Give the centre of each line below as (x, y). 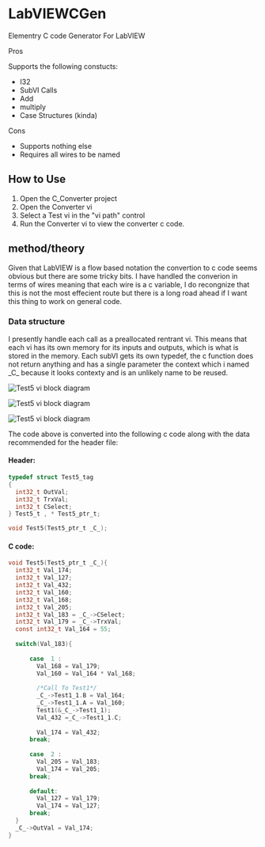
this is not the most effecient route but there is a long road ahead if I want (128, 293)
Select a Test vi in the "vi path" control (82, 215)
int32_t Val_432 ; (44, 585)
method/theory (47, 249)
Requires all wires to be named (70, 154)
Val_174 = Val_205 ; (69, 769)
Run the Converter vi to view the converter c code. (102, 223)
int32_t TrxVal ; (42, 499)
